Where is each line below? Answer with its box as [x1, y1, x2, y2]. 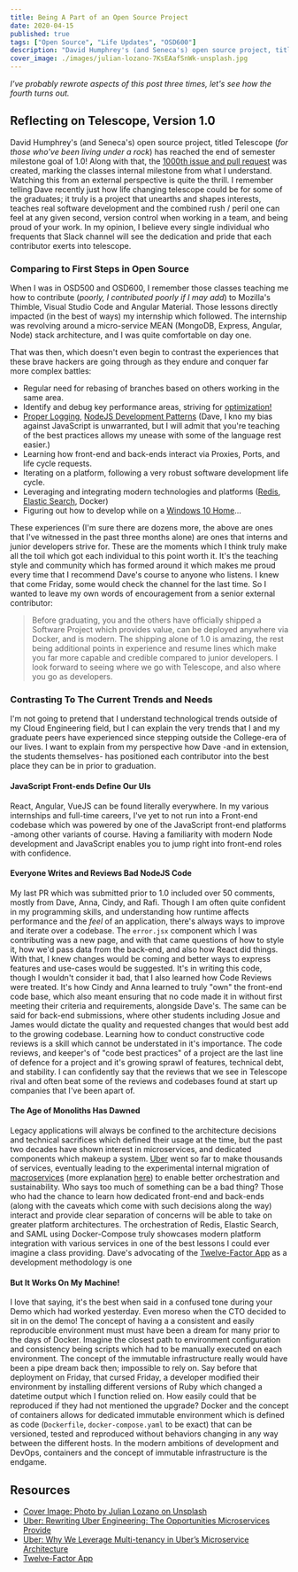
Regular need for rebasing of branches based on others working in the [22, 383, 279, 394]
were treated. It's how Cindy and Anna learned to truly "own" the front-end [10, 981, 283, 992]
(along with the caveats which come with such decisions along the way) [10, 1201, 272, 1212]
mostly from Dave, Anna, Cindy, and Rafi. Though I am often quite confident [10, 896, 287, 908]
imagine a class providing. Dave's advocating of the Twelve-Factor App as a [10, 1248, 287, 1258]
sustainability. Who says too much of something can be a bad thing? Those [10, 1181, 284, 1192]
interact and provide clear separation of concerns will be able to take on [10, 1210, 272, 1220]
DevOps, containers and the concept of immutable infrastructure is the [10, 1447, 268, 1458]
